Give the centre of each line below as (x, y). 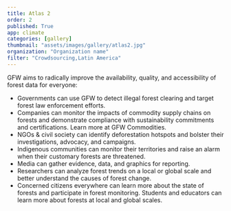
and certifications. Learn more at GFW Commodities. (92, 127)
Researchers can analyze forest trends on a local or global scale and (114, 171)
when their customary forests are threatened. (81, 156)
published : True (30, 26)
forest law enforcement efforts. (61, 105)
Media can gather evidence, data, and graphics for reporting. (103, 163)
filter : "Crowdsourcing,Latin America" (64, 58)
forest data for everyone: (42, 85)
